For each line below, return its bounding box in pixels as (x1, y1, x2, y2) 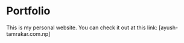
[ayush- (159, 24, 179, 31)
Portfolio (6, 4, 51, 18)
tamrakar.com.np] (6, 30, 51, 37)
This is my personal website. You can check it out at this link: (6, 24, 158, 31)
